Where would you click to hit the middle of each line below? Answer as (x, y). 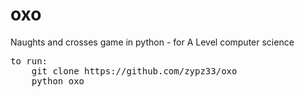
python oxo (58, 81)
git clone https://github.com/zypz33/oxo (134, 71)
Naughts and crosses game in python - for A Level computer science (152, 42)
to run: (29, 61)
